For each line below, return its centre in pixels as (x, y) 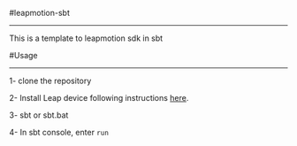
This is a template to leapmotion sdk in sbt (86, 38)
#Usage (23, 55)
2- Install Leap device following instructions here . (99, 98)
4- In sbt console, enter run (59, 132)
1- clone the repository (50, 81)
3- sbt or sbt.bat (39, 115)
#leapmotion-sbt (40, 13)
